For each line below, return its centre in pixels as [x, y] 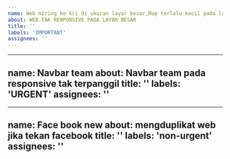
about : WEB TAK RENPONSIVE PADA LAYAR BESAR [72, 20]
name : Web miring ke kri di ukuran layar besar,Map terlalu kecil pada [112, 13]
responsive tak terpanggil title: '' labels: [94, 84]
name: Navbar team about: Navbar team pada [107, 73]
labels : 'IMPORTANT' [37, 32]
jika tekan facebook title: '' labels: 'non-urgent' [110, 136]
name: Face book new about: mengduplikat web [112, 125]
